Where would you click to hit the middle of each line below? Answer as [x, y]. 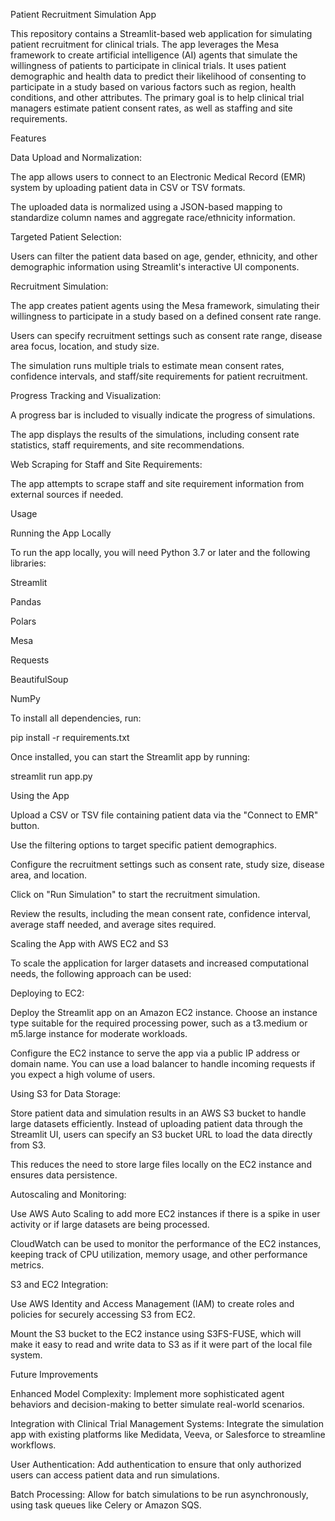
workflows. [33, 1445]
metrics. [27, 1265]
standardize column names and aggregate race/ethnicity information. [153, 217]
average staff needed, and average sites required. [113, 924]
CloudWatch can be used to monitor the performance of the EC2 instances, [166, 1243]
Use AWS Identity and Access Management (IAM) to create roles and [152, 1303]
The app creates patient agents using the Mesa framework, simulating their [165, 305]
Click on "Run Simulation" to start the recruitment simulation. [135, 894]
